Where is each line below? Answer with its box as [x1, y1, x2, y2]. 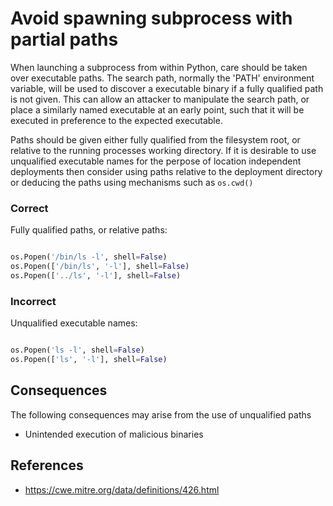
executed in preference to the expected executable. [10, 114, 223, 126]
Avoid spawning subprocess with [10, 7, 293, 30]
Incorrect [10, 294, 57, 308]
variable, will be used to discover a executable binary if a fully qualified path [10, 82, 324, 94]
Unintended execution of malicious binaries [24, 428, 204, 440]
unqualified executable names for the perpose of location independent [10, 155, 302, 167]
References [10, 457, 84, 474]
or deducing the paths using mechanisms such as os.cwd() [10, 176, 254, 188]
